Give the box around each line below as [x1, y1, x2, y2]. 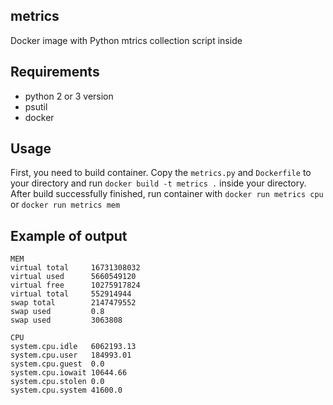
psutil [24, 100, 48, 113]
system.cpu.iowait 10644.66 [10, 368, 128, 378]
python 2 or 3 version [24, 90, 114, 102]
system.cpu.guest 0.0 [10, 359, 105, 369]
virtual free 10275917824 [10, 280, 141, 291]
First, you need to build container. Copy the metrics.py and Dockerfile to [10, 167, 312, 179]
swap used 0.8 [10, 307, 105, 317]
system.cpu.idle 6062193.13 [10, 342, 137, 352]
